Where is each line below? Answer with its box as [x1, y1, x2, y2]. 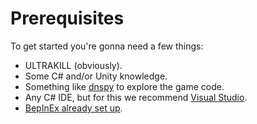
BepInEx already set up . [24, 102, 123, 114]
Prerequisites [10, 7, 125, 30]
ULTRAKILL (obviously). [24, 59, 123, 71]
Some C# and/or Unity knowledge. [24, 70, 168, 82]
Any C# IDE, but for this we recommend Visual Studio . [24, 91, 248, 103]
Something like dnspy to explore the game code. [24, 80, 225, 92]
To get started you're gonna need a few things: [10, 40, 204, 52]
